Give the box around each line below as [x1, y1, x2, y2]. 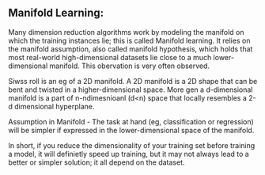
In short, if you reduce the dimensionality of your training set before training [8, 140, 256, 150]
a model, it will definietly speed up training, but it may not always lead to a [8, 149, 249, 158]
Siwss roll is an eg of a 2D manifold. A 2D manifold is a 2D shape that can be [8, 76, 258, 86]
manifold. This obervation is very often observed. [49, 61, 210, 70]
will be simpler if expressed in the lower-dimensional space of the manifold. [8, 125, 255, 135]
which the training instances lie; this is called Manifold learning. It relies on [8, 36, 251, 45]
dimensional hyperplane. [14, 101, 95, 111]
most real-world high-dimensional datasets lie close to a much [8, 52, 212, 62]
